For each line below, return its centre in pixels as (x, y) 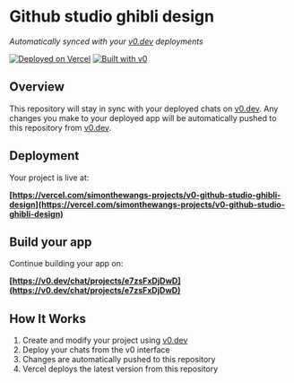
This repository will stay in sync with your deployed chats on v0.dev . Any (144, 109)
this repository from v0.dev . (61, 127)
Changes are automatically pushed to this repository (119, 360)
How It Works (48, 319)
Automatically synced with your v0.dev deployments (106, 41)
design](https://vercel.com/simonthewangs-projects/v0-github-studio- (147, 205)
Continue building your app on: (66, 264)
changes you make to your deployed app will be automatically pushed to (143, 118)
